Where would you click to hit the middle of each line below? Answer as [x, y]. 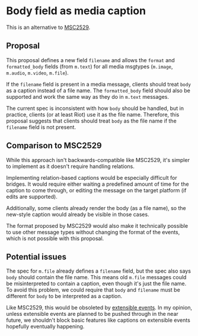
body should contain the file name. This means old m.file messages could [96, 277]
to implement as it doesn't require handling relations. [71, 166]
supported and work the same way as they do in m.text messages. [88, 96]
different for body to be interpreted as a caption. [64, 296]
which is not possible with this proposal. [55, 238]
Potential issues [36, 256]
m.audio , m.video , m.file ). [38, 73]
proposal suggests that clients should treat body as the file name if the [91, 121]
